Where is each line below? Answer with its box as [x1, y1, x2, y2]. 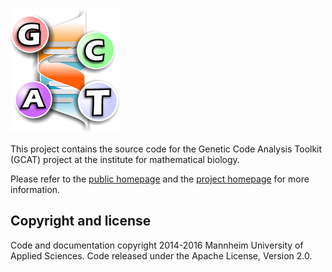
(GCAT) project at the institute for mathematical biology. [10, 154, 240, 165]
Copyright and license [10, 213, 152, 230]
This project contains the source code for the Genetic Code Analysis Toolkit [10, 143, 323, 155]
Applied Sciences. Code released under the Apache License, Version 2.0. [10, 249, 313, 262]
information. [10, 184, 61, 195]
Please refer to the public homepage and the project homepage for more [10, 173, 310, 185]
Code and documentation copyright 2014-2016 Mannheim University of [10, 239, 304, 251]
